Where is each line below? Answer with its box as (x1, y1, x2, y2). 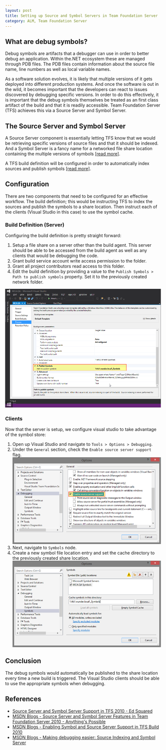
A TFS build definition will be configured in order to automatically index (5, 161, 150, 166)
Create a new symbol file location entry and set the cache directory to (12, 550, 155, 556)
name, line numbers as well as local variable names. (5, 66, 111, 72)
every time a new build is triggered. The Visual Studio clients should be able (5, 675, 160, 681)
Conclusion (5, 657, 41, 665)
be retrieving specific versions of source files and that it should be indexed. (5, 140, 159, 146)
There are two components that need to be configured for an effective (5, 193, 148, 199)
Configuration (5, 180, 49, 188)
